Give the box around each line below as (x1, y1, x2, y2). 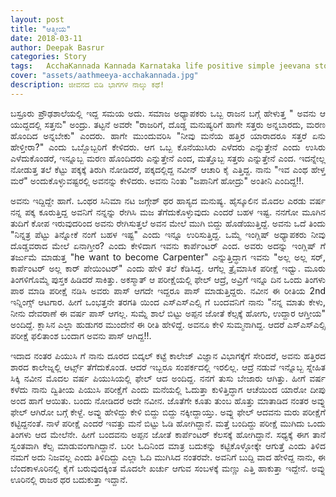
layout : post (10, 14, 65, 25)
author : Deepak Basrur (10, 42, 105, 53)
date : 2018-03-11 (10, 33, 83, 43)
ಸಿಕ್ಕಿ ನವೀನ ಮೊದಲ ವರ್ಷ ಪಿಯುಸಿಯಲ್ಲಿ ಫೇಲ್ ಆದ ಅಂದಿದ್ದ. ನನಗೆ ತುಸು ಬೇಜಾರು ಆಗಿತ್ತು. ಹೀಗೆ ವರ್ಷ (10, 372, 326, 384)
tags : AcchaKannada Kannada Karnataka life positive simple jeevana (10, 61, 311, 71)
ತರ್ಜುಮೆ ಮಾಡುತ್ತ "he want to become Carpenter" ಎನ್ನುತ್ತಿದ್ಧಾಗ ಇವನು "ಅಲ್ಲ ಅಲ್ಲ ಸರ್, (10, 251, 326, 263)
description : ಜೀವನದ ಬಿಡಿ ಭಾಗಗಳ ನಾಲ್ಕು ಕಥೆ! (10, 80, 165, 90)
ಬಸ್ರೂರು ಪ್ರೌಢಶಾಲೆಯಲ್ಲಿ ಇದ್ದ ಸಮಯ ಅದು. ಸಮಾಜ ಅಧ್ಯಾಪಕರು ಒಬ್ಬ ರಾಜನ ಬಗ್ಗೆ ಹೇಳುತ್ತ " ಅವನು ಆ (10, 107, 326, 119)
